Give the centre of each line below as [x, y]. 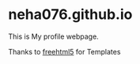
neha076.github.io [70, 15]
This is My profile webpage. [53, 36]
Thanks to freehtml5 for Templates [64, 51]
